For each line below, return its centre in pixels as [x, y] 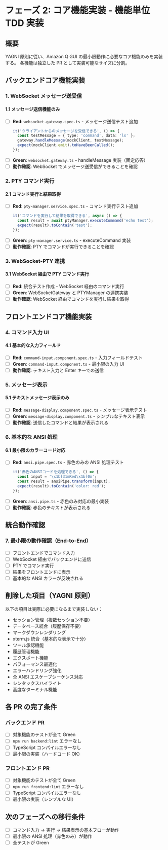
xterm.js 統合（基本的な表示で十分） [50, 639]
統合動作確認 [25, 525]
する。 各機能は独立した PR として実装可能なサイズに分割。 [68, 63]
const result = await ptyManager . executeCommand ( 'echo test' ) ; [85, 221]
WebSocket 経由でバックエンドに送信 [52, 559]
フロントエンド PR [27, 768]
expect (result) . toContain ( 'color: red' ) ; [62, 486]
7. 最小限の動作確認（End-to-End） [48, 541]
